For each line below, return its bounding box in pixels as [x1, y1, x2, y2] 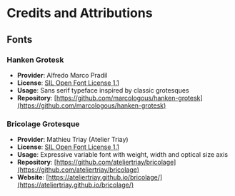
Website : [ [16, 173, 49, 182]
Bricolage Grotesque [6, 119, 80, 129]
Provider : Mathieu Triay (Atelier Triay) [16, 135, 129, 144]
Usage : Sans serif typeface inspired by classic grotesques [16, 86, 190, 94]
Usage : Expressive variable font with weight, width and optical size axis [16, 150, 229, 159]
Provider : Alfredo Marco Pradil [16, 71, 108, 79]
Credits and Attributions [6, 5, 153, 21]
